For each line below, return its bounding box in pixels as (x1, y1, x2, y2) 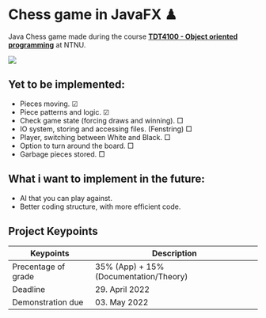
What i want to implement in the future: (8, 172, 205, 186)
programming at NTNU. (8, 40, 86, 49)
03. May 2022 (94, 297, 149, 308)
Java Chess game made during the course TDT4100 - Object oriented (8, 32, 238, 41)
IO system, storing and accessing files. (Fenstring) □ (19, 124, 192, 134)
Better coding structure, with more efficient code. (19, 202, 181, 211)
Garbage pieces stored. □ (19, 149, 105, 159)
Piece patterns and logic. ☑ (19, 107, 110, 116)
